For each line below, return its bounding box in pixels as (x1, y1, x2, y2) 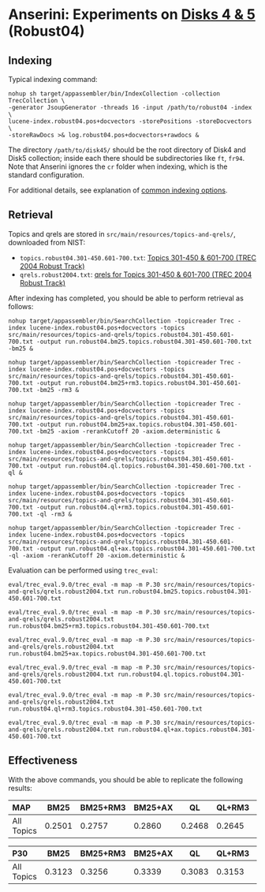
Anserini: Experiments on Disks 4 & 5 (8, 6, 256, 24)
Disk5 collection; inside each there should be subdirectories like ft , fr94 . (8, 154, 245, 162)
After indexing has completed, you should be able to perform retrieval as (8, 293, 244, 303)
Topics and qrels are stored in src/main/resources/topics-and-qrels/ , (8, 229, 237, 238)
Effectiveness (8, 754, 78, 767)
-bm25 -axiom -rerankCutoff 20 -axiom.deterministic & (36, 427, 221, 435)
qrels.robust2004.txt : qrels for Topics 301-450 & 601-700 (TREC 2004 (19, 270, 252, 279)
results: (8, 783, 33, 793)
